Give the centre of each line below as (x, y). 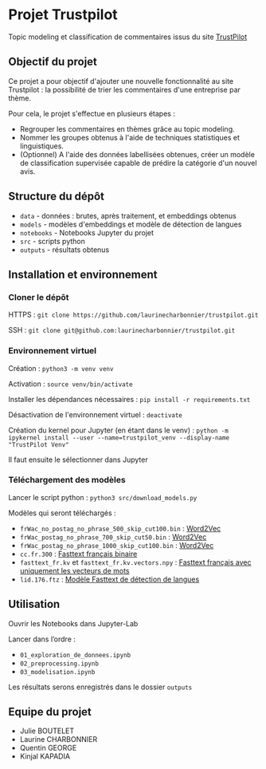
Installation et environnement (83, 274)
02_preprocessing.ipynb (59, 664)
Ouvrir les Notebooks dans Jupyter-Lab (73, 623)
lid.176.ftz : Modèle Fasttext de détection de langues (110, 579)
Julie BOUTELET (47, 731)
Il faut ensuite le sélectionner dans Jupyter (78, 459)
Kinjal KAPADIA (45, 756)
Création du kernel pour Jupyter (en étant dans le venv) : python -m (118, 430)
